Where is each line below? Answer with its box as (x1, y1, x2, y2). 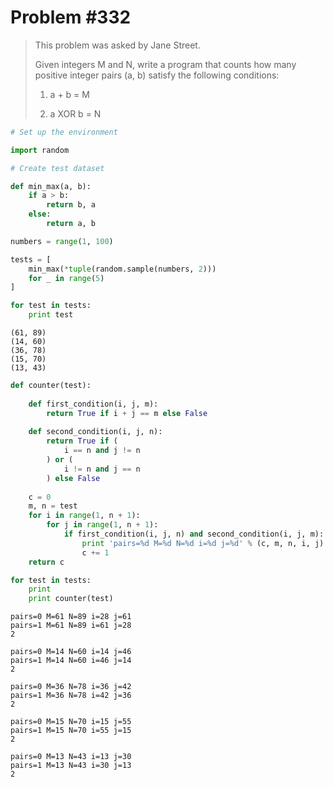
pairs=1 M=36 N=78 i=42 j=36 (10, 691, 132, 701)
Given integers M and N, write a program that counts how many (34, 58, 297, 70)
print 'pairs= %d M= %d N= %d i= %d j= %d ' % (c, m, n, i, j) (81, 538, 325, 548)
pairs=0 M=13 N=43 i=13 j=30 (10, 752, 132, 762)
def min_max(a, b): (10, 181, 92, 191)
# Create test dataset (10, 163, 105, 173)
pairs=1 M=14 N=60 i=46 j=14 (10, 656, 132, 666)
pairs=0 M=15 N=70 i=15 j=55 (10, 717, 132, 727)
